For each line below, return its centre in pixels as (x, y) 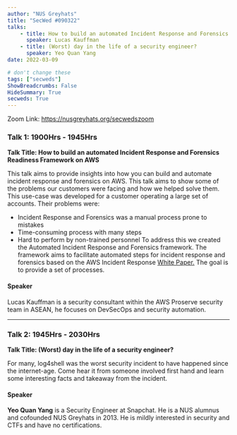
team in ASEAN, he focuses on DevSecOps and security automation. (107, 309)
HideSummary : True (34, 93)
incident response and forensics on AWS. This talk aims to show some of (113, 181)
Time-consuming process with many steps (80, 232)
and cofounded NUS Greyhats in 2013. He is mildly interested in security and (119, 418)
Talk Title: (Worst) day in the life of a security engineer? (91, 350)
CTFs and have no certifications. (55, 425)
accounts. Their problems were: (54, 204)
